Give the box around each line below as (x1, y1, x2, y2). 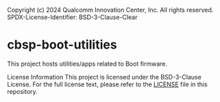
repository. (7, 87, 38, 95)
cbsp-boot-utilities (7, 37, 118, 53)
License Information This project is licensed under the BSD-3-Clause (7, 73, 202, 81)
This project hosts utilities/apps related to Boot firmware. (7, 60, 168, 68)
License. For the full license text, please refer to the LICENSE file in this (7, 80, 208, 88)
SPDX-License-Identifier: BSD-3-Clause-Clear (7, 13, 138, 21)
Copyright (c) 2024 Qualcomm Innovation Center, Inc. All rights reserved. (7, 6, 214, 14)
